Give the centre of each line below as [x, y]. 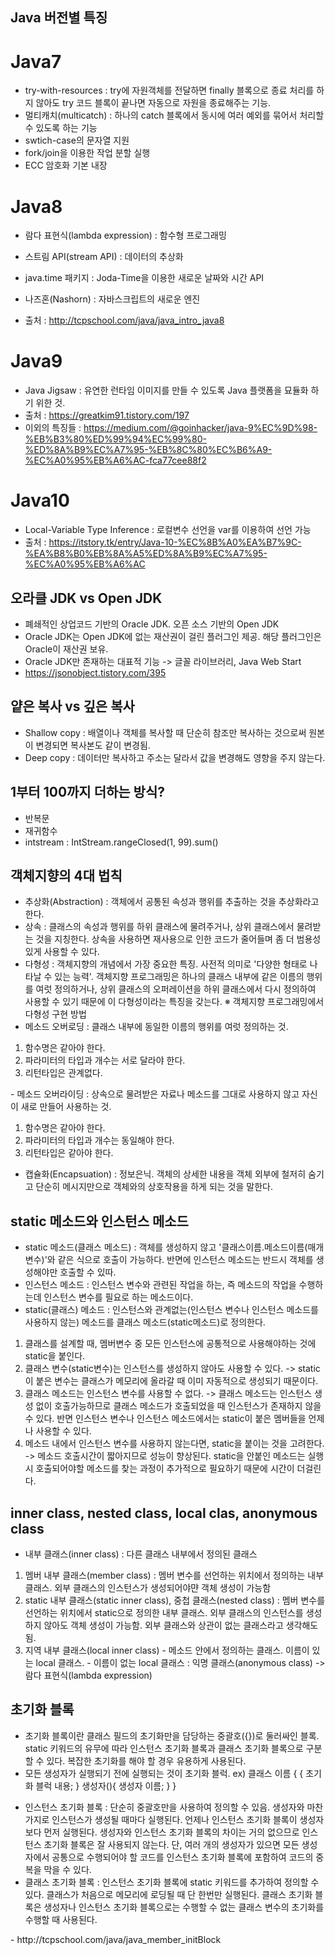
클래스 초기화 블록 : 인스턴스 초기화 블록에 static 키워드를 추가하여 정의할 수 [172, 1882]
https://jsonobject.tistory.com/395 [95, 672]
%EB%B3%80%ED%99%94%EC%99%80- [115, 439]
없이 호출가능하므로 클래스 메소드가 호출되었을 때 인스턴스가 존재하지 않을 [178, 1406]
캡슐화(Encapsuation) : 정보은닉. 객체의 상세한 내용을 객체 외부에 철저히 [165, 1174]
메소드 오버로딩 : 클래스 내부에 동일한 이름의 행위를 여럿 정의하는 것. [156, 1027]
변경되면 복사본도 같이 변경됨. [93, 745]
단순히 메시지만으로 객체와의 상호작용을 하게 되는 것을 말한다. [154, 1187]
